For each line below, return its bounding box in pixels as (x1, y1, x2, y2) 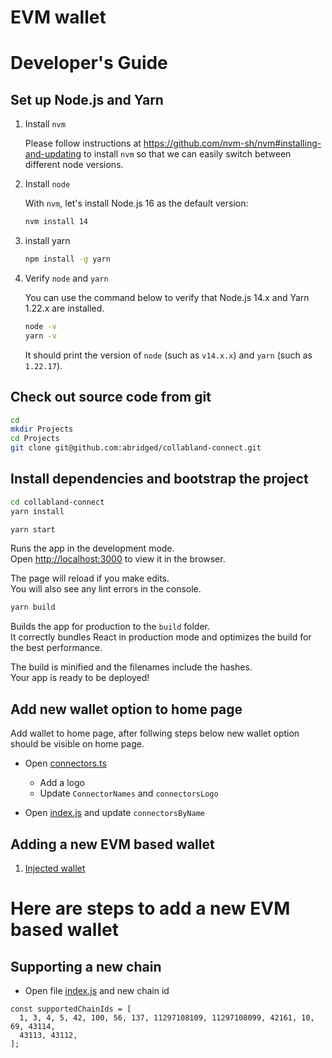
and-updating (24, 148, 82, 160)
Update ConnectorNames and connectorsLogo (39, 787, 219, 800)
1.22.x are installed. (24, 302, 105, 314)
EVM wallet (10, 6, 107, 29)
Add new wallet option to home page (10, 701, 243, 718)
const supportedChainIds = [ (10, 1004, 132, 1014)
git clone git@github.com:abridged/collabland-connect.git (10, 443, 262, 453)
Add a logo (39, 777, 85, 789)
